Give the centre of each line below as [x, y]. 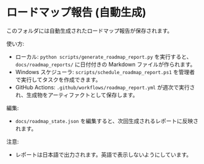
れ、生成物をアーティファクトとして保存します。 [76, 95]
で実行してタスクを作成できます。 [58, 80]
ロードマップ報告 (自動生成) [76, 13]
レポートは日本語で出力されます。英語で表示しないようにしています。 [104, 154]
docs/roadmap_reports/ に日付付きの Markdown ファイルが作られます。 [105, 64]
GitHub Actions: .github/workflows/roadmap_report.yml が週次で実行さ [105, 87]
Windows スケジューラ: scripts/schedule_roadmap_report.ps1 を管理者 [105, 72]
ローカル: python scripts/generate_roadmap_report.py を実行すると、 [104, 56]
